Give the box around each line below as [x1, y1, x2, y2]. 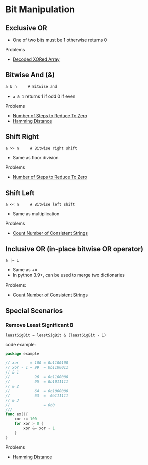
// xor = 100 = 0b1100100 [5, 360, 69, 365]
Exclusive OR [5, 24, 47, 32]
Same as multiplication [12, 211, 60, 217]
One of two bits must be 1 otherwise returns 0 [12, 37, 107, 43]
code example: [5, 341, 36, 347]
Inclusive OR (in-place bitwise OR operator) [5, 245, 144, 253]
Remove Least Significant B [5, 321, 74, 328]
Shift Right [5, 132, 39, 141]
